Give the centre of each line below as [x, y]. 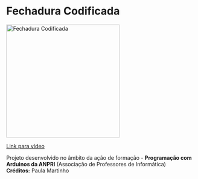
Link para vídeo [26, 146]
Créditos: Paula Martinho [38, 171]
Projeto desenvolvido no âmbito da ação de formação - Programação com [99, 157]
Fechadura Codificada [63, 11]
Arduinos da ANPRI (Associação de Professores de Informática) [86, 164]
